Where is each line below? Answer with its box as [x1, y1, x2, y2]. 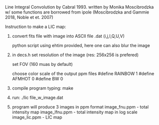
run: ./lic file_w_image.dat [12, 94, 64, 100]
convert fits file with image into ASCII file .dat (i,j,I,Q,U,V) [12, 33, 125, 39]
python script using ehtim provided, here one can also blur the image [12, 43, 150, 48]
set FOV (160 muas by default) [12, 62, 73, 67]
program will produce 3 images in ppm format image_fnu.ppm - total [12, 104, 149, 109]
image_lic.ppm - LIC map [12, 114, 62, 120]
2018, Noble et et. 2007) [5, 15, 53, 20]
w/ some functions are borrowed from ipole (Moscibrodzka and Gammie [5, 9, 149, 15]
